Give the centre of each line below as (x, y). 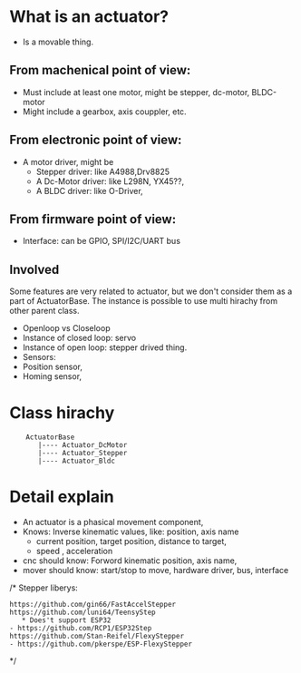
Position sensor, (53, 367)
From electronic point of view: (96, 140)
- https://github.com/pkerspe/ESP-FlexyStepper (101, 644)
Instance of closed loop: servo (79, 338)
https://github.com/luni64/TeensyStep (83, 613)
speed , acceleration (74, 551)
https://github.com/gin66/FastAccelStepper (93, 605)
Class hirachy (62, 413)
